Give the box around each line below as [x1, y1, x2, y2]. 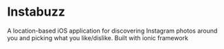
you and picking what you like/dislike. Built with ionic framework [7, 33, 189, 42]
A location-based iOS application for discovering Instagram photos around [7, 27, 218, 35]
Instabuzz [7, 4, 65, 20]
